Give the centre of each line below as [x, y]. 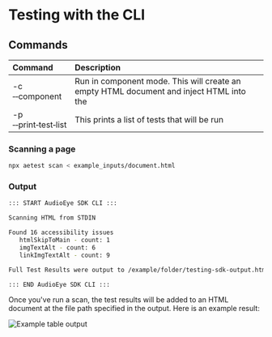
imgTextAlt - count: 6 [57, 247]
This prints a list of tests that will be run [149, 119]
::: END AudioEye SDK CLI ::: [59, 284]
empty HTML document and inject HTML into [161, 91]
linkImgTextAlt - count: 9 [65, 255]
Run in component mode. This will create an [158, 81]
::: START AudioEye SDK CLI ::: [63, 203]
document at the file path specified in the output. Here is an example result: [134, 309]
